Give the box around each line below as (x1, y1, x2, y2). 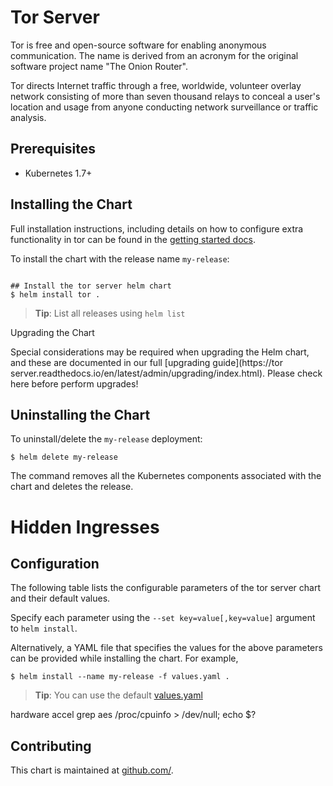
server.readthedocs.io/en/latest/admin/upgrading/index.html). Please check (10, 367, 323, 379)
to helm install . (10, 622, 78, 635)
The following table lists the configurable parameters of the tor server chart (10, 582, 321, 594)
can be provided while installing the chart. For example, (10, 652, 239, 665)
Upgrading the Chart (10, 326, 95, 338)
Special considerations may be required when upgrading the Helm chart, (10, 346, 310, 358)
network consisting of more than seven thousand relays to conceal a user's (10, 90, 321, 102)
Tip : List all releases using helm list (34, 307, 186, 319)
